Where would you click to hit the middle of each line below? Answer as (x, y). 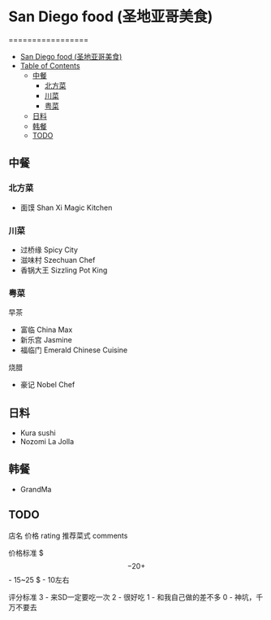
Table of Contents (50, 65)
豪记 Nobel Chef (47, 385)
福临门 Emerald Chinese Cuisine (74, 350)
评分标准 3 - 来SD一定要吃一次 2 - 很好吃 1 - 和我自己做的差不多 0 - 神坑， (132, 597)
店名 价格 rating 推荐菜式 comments (68, 535)
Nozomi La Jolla (47, 442)
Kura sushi (38, 433)
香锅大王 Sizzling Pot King (64, 270)
